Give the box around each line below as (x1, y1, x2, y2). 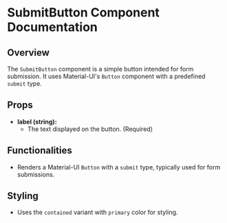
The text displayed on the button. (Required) (27, 125, 153, 133)
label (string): (17, 117, 57, 126)
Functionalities (7, 145, 72, 156)
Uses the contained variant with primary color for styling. (17, 208, 178, 217)
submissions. (17, 170, 55, 178)
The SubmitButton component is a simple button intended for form (7, 65, 194, 73)
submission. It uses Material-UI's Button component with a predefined (7, 72, 206, 80)
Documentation (7, 19, 98, 35)
